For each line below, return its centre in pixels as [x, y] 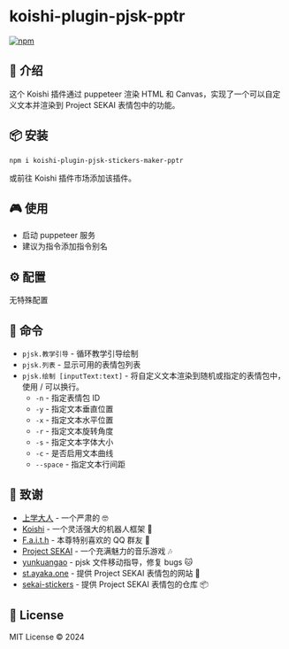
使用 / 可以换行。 [53, 386]
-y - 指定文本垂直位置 [74, 409]
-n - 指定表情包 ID [68, 398]
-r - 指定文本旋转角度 [74, 431]
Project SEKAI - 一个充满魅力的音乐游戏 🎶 [97, 551]
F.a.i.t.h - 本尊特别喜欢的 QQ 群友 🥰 [86, 540]
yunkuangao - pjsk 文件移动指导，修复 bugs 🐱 [107, 562]
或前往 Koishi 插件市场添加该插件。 [73, 178]
